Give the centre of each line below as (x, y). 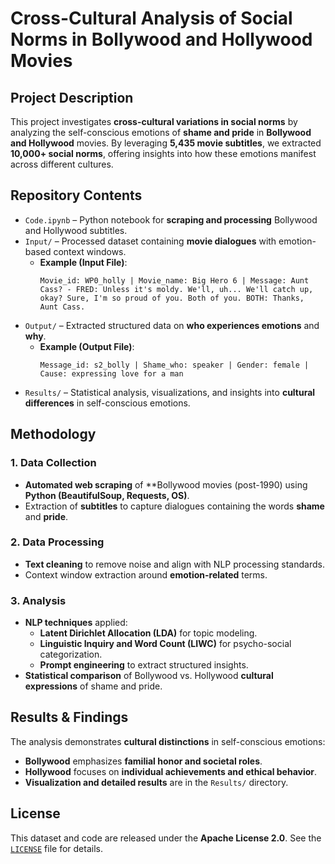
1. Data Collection (53, 463)
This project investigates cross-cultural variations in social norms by (154, 121)
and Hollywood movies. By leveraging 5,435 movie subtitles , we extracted (166, 143)
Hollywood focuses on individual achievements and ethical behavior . (171, 771)
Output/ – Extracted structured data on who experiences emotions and (172, 325)
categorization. (71, 654)
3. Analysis (38, 600)
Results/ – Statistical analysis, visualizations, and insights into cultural (170, 392)
